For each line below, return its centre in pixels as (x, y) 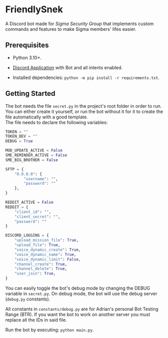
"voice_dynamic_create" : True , (48, 250)
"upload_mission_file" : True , (47, 240)
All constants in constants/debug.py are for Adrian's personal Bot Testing (82, 309)
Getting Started (30, 94)
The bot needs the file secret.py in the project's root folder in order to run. (83, 106)
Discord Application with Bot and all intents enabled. (68, 67)
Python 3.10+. (27, 57)
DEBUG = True (19, 141)
